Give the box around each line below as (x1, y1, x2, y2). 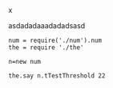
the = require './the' (8, 44, 84, 52)
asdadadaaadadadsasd (8, 21, 86, 30)
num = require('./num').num (8, 36, 103, 44)
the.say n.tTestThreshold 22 (8, 72, 106, 80)
